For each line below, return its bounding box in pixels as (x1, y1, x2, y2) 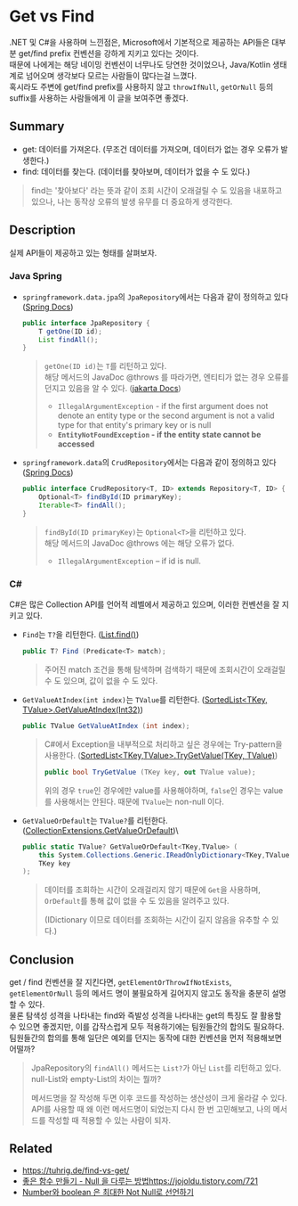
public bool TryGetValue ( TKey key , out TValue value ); (44, 767, 256, 776)
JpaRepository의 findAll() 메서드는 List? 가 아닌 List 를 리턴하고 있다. (30, 1062, 282, 1073)
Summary (9, 119, 65, 135)
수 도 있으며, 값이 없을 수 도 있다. (44, 676, 158, 686)
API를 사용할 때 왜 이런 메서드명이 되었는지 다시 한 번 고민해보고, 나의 (30, 1103, 271, 1115)
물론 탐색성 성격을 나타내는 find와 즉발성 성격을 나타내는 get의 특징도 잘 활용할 (9, 1010, 282, 1021)
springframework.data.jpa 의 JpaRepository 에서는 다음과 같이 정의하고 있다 (21, 291, 289, 302)
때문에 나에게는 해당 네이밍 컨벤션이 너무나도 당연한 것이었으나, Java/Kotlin (9, 59, 271, 70)
